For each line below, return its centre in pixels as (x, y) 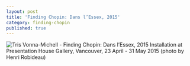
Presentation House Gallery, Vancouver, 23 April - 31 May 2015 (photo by (95, 51)
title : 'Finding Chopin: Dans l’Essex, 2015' (63, 17)
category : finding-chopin (38, 22)
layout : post (22, 11)
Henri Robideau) (26, 57)
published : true (26, 28)
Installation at (166, 45)
